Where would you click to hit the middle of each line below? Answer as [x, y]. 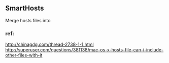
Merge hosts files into [28, 20]
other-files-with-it [24, 55]
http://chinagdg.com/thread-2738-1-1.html [49, 44]
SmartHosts [25, 8]
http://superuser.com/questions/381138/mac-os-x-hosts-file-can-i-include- [84, 50]
